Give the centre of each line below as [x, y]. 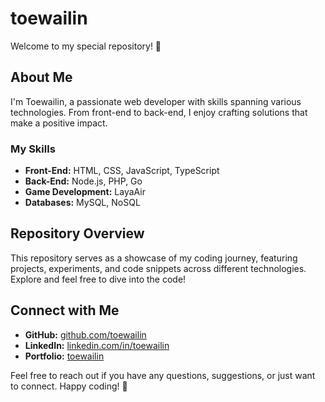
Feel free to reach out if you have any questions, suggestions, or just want [163, 375]
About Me [41, 77]
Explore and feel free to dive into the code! [98, 279]
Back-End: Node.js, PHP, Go [83, 181]
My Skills [33, 149]
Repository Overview [77, 233]
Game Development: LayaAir [85, 192]
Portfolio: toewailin [64, 356]
